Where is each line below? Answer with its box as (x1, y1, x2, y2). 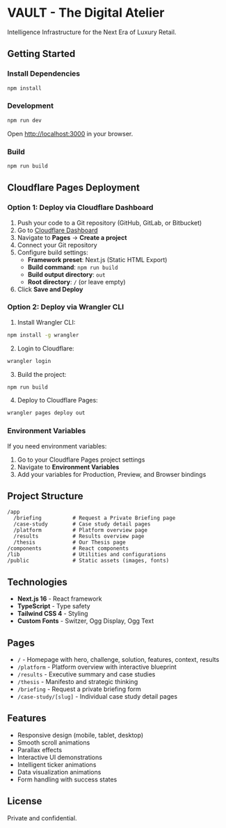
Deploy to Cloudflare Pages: (17, 396, 99, 405)
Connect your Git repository (17, 241, 97, 249)
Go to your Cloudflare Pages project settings (17, 455, 145, 464)
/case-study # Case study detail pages (13, 521, 151, 528)
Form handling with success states (17, 775, 118, 784)
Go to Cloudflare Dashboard (17, 226, 99, 234)
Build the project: (17, 370, 67, 378)
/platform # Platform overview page (13, 527, 148, 534)
